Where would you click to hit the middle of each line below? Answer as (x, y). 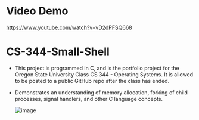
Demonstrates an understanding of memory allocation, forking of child (101, 92)
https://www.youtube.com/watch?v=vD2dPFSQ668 (69, 27)
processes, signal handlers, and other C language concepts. (88, 99)
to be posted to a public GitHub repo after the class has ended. (92, 81)
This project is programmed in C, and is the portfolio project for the (97, 68)
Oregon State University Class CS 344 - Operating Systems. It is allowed (104, 74)
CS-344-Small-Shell (58, 52)
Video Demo (37, 11)
